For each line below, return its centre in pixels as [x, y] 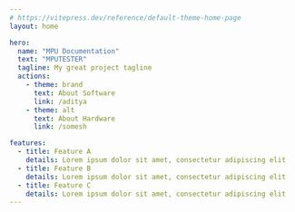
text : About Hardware [74, 119]
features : [28, 143]
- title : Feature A [54, 152]
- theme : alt [50, 110]
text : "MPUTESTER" [53, 60]
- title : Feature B [54, 169]
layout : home [34, 26]
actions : [34, 77]
